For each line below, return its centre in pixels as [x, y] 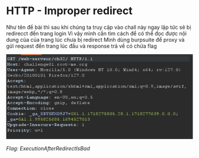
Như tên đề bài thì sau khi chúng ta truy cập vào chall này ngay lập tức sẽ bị [99, 27]
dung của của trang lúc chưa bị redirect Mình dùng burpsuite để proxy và [95, 39]
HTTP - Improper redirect [69, 11]
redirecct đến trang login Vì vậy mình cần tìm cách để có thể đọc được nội [97, 33]
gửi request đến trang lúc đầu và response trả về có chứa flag [81, 46]
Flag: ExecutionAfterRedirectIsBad [48, 149]
